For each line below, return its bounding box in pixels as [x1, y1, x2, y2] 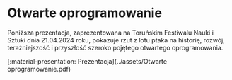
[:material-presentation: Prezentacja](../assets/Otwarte [7, 57, 168, 65]
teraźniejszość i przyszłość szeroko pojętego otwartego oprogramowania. [7, 43, 224, 52]
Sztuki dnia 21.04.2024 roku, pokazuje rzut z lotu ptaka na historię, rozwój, [7, 35, 225, 44]
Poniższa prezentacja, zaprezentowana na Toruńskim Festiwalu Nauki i [7, 28, 214, 37]
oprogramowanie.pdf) [7, 64, 71, 73]
